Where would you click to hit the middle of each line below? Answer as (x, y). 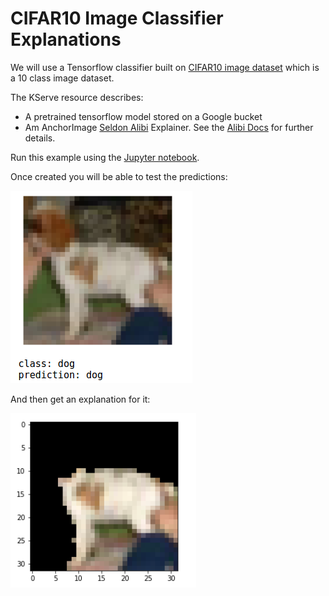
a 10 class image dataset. (62, 78)
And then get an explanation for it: (80, 399)
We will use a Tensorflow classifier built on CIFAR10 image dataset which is (165, 67)
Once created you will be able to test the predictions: (119, 176)
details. (40, 138)
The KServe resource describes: (77, 97)
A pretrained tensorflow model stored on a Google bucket (143, 116)
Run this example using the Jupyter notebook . (105, 157)
